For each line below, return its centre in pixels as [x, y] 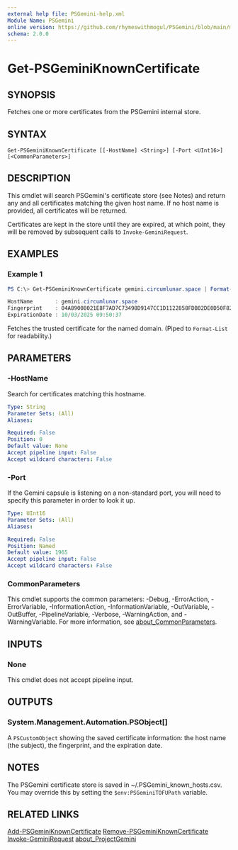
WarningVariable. [33, 622]
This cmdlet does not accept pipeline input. [70, 680]
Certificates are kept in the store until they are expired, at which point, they [117, 224]
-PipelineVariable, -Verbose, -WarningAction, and [110, 615]
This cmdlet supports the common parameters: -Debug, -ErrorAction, [109, 599]
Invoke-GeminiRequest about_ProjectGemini [72, 839]
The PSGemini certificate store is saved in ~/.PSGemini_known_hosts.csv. [115, 785]
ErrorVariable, [28, 607]
